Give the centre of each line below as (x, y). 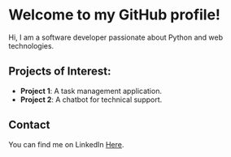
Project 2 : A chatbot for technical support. (91, 100)
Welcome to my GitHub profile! (115, 15)
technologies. (31, 45)
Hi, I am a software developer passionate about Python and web (116, 37)
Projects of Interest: (60, 72)
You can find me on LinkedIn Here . (66, 144)
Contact (29, 125)
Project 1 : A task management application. (91, 91)
